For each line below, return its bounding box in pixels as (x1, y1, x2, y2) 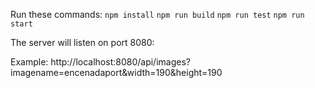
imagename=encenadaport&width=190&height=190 (10, 67, 223, 78)
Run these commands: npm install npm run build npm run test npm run (10, 9, 305, 20)
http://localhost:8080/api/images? (50, 56, 191, 68)
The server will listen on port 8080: (10, 37, 155, 48)
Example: (10, 56, 49, 68)
